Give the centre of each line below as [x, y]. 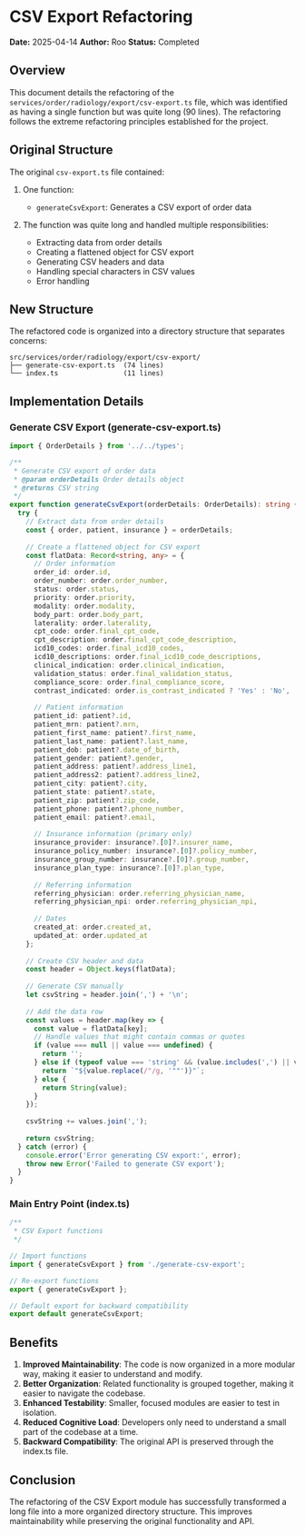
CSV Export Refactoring [101, 17]
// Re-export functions [54, 1281]
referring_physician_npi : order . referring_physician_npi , [145, 902]
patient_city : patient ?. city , [90, 783]
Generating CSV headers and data [100, 262]
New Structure [51, 309]
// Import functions [49, 1256]
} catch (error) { [53, 1147]
